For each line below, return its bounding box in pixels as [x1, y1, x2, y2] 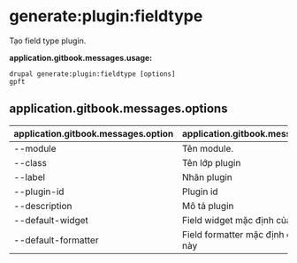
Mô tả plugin [182, 199, 234, 212]
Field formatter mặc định [182, 228, 285, 240]
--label [13, 170, 46, 183]
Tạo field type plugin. [9, 35, 87, 46]
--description [13, 199, 72, 212]
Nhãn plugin [182, 170, 232, 183]
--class [13, 156, 47, 169]
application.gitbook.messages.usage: [9, 52, 153, 63]
